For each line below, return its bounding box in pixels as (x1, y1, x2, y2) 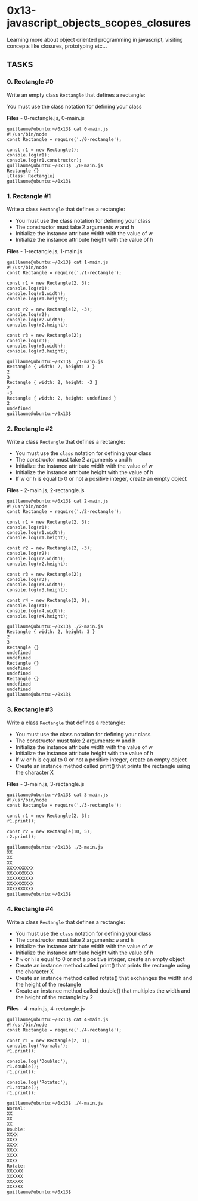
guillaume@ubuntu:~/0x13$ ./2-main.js (7, 623, 103, 630)
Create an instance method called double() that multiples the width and (15, 987, 190, 994)
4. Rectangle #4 (7, 905, 54, 913)
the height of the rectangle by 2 (15, 993, 94, 1000)
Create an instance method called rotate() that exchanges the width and (15, 974, 193, 981)
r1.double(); (7, 1064, 39, 1070)
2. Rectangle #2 (7, 425, 54, 433)
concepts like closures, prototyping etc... (7, 42, 107, 50)
